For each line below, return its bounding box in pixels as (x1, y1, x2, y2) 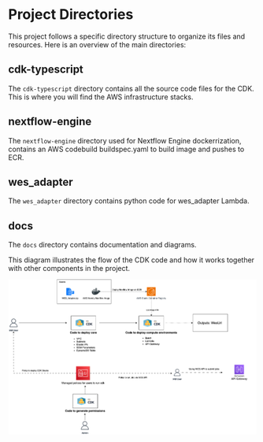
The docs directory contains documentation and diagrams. (8, 240, 197, 250)
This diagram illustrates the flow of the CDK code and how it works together (8, 255, 254, 265)
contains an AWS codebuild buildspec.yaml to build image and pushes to (8, 144, 245, 154)
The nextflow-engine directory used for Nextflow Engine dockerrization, (8, 136, 242, 145)
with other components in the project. (8, 264, 131, 273)
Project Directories (8, 6, 134, 24)
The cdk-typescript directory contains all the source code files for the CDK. (8, 84, 254, 93)
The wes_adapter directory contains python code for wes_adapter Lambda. (8, 196, 250, 206)
